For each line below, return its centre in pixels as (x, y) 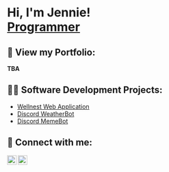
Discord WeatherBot (45, 113)
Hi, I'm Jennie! (49, 13)
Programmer (44, 27)
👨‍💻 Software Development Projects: (85, 90)
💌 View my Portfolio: (51, 52)
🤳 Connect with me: (50, 142)
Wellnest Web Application (53, 106)
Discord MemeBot (42, 121)
